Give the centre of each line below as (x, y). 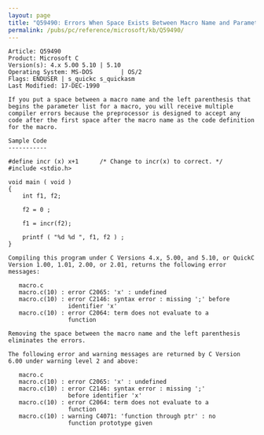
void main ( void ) (40, 182)
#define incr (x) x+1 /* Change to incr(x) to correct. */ (115, 162)
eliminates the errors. (47, 341)
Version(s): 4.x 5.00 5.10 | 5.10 (65, 65)
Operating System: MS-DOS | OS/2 (75, 72)
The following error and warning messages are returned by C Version (125, 355)
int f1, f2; (42, 196)
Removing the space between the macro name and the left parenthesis (125, 334)
